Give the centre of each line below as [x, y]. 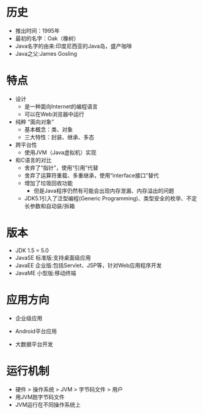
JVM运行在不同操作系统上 [48, 404]
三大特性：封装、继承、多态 [59, 137]
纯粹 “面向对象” [35, 122]
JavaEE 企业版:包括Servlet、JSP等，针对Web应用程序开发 [88, 265]
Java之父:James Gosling [46, 53]
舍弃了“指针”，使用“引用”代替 [61, 167]
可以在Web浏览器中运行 [54, 114]
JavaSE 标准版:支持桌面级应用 [53, 257]
